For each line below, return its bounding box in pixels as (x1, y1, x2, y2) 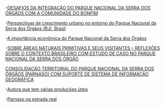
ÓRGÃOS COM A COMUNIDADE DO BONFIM (5, 10, 98, 16)
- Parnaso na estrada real (5, 96, 57, 102)
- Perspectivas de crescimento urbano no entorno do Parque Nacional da (5, 20, 156, 26)
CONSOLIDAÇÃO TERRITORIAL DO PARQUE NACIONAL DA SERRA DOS (5, 66, 154, 72)
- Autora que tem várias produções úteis (5, 86, 88, 92)
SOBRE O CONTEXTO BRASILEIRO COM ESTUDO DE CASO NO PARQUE (5, 51, 156, 56)
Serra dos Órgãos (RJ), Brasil (5, 25, 66, 31)
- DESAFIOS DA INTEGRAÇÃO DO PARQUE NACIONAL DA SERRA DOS (5, 5, 150, 11)
